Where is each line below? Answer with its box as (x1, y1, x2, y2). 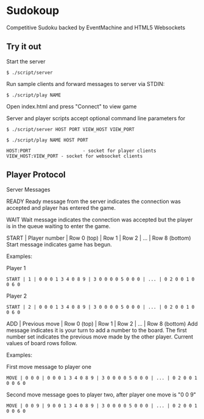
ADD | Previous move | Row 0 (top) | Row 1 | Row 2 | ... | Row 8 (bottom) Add (6, 320, 198, 327)
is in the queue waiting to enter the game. (6, 222, 111, 229)
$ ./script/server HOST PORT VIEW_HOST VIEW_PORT (6, 126, 135, 132)
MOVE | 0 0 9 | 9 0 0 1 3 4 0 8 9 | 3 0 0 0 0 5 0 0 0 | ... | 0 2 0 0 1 (6, 403, 198, 409)
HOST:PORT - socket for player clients (6, 148, 157, 154)
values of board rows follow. (6, 339, 77, 346)
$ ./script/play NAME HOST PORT (6, 137, 88, 143)
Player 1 (6, 264, 26, 271)
